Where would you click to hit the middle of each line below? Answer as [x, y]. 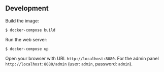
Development [27, 8]
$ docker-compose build [30, 30]
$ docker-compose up [27, 49]
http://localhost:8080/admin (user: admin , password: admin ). [69, 64]
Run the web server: [26, 39]
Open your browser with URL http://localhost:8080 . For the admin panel [82, 58]
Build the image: [22, 20]
